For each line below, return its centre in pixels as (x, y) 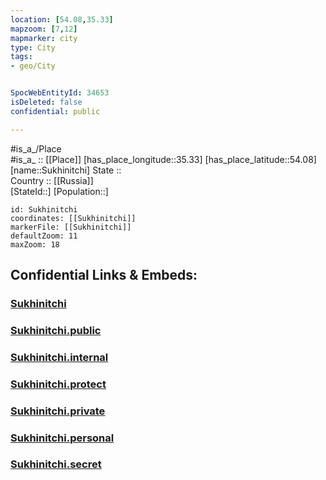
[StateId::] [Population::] (59, 191)
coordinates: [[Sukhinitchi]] (73, 218)
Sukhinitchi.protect (58, 384)
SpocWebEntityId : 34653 (60, 93)
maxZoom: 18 (35, 244)
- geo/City (33, 66)
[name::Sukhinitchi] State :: (66, 170)
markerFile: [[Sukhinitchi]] (71, 227)
